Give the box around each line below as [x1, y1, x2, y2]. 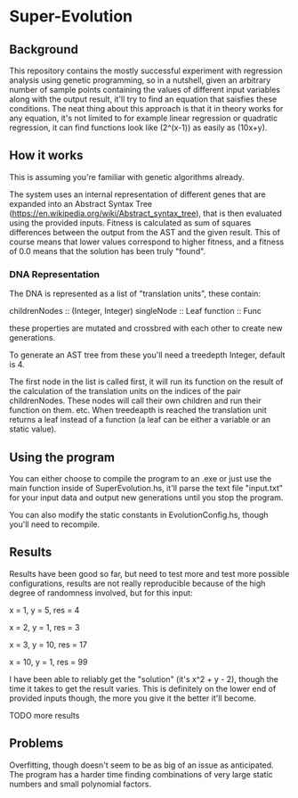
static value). [9, 424, 57, 434]
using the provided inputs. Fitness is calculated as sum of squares [9, 217, 252, 228]
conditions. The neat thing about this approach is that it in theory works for [9, 103, 284, 113]
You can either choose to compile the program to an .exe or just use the [9, 473, 272, 483]
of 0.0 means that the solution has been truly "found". [9, 245, 206, 256]
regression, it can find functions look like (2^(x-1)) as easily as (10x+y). [9, 122, 268, 133]
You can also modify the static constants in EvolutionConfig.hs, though [9, 509, 269, 520]
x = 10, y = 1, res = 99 [9, 656, 88, 667]
